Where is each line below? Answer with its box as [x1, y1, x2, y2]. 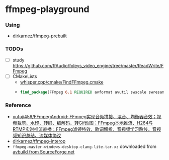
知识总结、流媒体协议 [17, 132, 61, 139]
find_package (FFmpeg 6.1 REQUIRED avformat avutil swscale [20, 90, 147, 95]
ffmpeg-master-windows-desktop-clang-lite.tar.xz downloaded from [12, 143, 157, 149]
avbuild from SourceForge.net [12, 149, 75, 155]
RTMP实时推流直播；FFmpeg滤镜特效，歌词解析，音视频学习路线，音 [12, 126, 157, 132]
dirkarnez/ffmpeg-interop [12, 138, 66, 144]
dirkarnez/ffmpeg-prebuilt [12, 33, 67, 39]
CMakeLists [12, 73, 37, 79]
